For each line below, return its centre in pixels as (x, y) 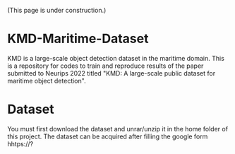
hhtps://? (20, 143)
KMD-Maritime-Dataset (78, 39)
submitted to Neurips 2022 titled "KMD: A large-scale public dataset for (112, 73)
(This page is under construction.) (57, 10)
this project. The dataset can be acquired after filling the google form (108, 136)
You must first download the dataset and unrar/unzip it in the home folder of (117, 129)
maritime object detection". (47, 81)
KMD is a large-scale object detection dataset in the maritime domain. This (116, 58)
